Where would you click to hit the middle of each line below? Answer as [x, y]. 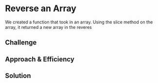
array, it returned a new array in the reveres [49, 27]
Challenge [21, 43]
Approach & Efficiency [40, 59]
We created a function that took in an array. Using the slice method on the [79, 22]
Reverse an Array [41, 9]
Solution [18, 76]
